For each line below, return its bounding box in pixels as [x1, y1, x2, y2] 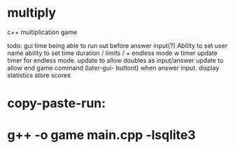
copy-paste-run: [7, 95, 106, 111]
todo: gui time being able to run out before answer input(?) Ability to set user [7, 41, 228, 49]
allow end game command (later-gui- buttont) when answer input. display [7, 63, 220, 72]
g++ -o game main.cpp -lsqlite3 [7, 127, 196, 143]
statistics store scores [7, 71, 71, 79]
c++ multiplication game [7, 28, 78, 36]
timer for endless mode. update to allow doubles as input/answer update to [7, 56, 224, 64]
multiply [7, 5, 57, 21]
